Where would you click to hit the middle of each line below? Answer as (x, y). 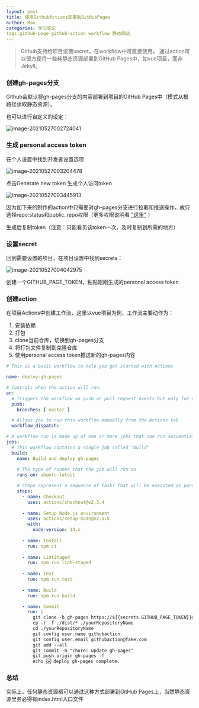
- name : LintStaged (46, 557)
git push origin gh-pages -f (68, 656)
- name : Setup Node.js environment (66, 513)
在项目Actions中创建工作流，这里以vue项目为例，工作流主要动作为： (90, 313)
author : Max (21, 22)
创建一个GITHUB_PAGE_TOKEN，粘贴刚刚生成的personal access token (92, 282)
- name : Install (42, 540)
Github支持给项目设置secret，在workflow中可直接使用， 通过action (103, 52)
